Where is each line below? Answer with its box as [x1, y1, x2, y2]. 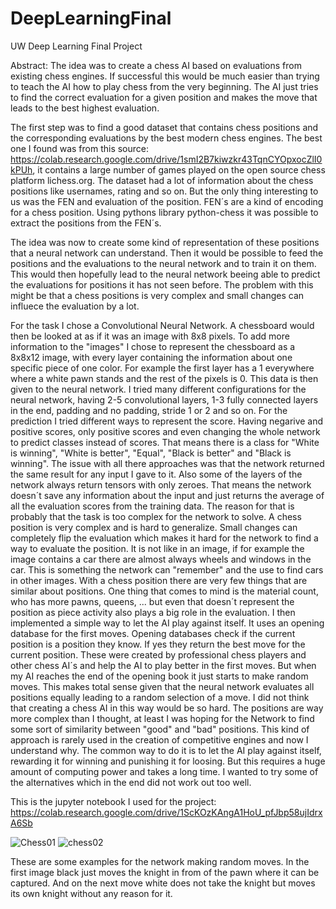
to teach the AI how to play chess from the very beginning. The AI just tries [10, 80, 319, 92]
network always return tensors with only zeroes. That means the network [10, 478, 312, 491]
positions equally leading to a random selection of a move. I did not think [10, 691, 310, 703]
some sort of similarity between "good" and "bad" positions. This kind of [10, 723, 310, 735]
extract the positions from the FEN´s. [10, 217, 162, 229]
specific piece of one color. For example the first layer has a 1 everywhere [10, 362, 315, 374]
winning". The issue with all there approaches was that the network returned [10, 457, 325, 469]
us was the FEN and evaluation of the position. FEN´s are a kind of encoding [10, 195, 324, 207]
